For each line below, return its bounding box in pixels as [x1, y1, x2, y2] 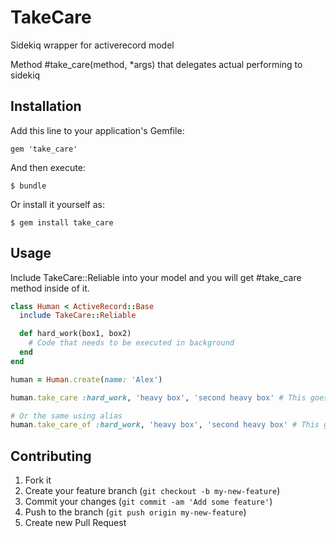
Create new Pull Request [24, 517, 127, 529]
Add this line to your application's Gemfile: [10, 124, 185, 136]
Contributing [10, 447, 92, 465]
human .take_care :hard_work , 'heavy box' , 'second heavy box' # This [10, 392, 307, 403]
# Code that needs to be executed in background [28, 338, 235, 348]
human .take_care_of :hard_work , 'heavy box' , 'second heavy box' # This [10, 420, 320, 430]
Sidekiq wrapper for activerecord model [10, 39, 175, 51]
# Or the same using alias [10, 411, 123, 421]
